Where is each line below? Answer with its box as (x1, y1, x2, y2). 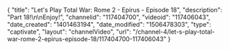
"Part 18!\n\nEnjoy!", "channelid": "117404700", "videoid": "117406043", (7, 13, 210, 21)
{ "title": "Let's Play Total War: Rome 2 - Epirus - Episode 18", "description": (7, 6, 223, 14)
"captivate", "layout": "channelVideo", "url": (7, 27, 132, 36)
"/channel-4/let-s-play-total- (133, 27, 215, 36)
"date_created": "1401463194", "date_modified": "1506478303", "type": (7, 21, 212, 28)
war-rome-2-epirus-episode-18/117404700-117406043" (7, 35, 167, 43)
